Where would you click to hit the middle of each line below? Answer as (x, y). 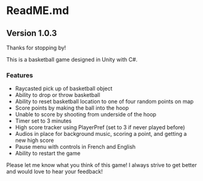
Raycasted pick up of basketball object (64, 88)
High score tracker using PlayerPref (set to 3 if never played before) (100, 127)
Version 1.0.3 (32, 33)
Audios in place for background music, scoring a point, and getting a (101, 134)
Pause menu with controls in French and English (75, 147)
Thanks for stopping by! (36, 48)
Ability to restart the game (48, 154)
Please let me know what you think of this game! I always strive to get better (102, 165)
